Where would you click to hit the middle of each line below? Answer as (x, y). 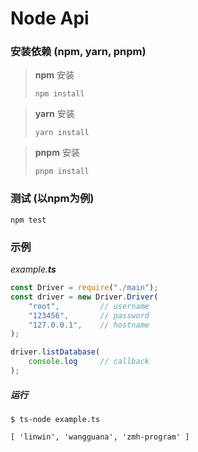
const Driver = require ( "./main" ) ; (84, 288)
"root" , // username (89, 306)
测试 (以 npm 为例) (52, 199)
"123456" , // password (89, 315)
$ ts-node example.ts (55, 419)
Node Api (50, 18)
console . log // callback (89, 362)
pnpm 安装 (57, 153)
